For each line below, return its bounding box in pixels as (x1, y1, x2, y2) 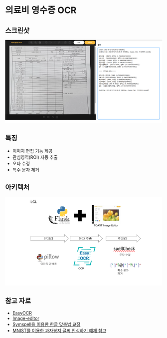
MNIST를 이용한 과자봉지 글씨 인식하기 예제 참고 (12, 327, 107, 333)
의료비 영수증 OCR (5, 5, 77, 16)
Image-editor (12, 315, 40, 321)
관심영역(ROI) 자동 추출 (12, 154, 58, 160)
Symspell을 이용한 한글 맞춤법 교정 (12, 321, 81, 327)
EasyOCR (12, 310, 32, 316)
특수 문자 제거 (12, 167, 39, 173)
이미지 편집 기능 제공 (12, 148, 53, 154)
